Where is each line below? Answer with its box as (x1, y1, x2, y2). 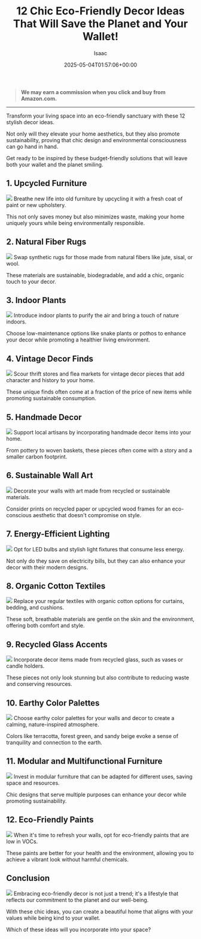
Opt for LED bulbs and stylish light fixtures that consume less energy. (13, 545, 184, 553)
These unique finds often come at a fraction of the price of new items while (6, 388, 192, 395)
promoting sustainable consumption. (6, 395, 97, 402)
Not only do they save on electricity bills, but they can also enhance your (6, 557, 186, 565)
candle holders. (6, 662, 45, 670)
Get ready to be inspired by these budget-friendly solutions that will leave (6, 154, 188, 161)
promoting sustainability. (6, 797, 67, 805)
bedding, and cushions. (6, 604, 65, 611)
